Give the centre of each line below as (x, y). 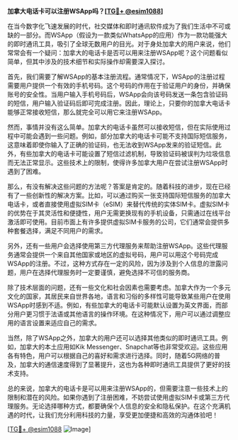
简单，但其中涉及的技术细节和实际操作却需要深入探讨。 (88, 62)
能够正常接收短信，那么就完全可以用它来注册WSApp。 (87, 112)
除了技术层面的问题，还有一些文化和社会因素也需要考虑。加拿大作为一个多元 (119, 287)
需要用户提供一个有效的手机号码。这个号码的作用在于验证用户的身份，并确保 (119, 85)
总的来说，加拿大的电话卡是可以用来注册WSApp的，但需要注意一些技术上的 (118, 388)
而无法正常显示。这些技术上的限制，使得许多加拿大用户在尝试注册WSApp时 (118, 163)
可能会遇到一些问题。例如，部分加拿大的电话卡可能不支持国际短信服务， (125, 136)
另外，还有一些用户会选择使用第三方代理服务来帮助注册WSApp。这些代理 (114, 246)
